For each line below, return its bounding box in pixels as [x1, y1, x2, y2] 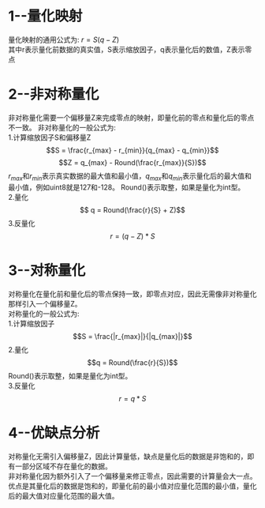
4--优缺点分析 [8, 423, 100, 442]
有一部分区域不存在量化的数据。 [8, 461, 112, 471]
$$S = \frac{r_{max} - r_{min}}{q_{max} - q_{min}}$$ [46, 145, 219, 155]
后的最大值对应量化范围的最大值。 [8, 491, 119, 500]
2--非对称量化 [8, 85, 99, 103]
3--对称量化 [8, 262, 86, 279]
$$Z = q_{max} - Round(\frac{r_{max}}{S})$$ [58, 157, 207, 167]
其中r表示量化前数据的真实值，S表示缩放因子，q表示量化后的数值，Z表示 [8, 44, 245, 54]
